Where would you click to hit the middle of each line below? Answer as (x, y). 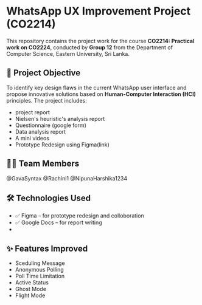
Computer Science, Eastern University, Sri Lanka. (68, 53)
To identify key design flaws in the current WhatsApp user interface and (96, 87)
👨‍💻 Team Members (43, 164)
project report (33, 112)
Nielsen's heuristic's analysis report (60, 118)
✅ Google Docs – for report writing (58, 222)
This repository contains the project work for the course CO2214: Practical (100, 41)
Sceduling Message (40, 263)
